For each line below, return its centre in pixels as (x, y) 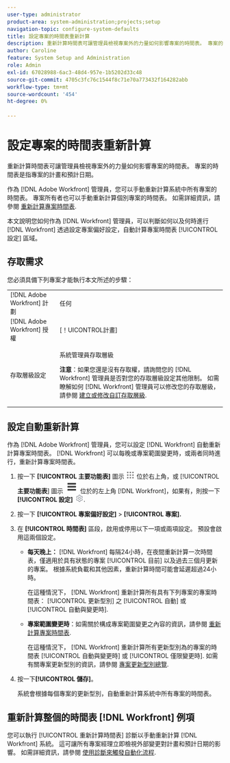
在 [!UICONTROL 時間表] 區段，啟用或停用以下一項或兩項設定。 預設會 (116, 529)
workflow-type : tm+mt (38, 87)
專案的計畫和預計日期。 (64, 174)
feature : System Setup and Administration (68, 58)
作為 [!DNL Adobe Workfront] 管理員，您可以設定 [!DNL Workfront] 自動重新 (114, 445)
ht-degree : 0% (27, 102)
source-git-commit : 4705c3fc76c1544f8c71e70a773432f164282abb (98, 80)
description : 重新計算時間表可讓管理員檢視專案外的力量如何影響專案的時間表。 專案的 (115, 44)
